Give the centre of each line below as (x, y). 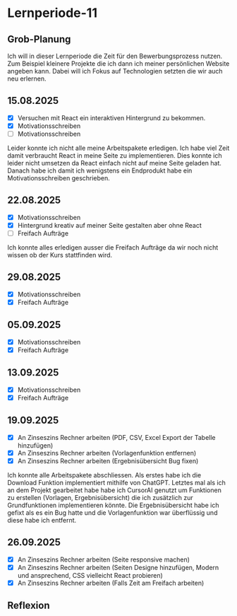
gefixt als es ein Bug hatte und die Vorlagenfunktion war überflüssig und (113, 512)
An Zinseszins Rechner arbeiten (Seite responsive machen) (104, 559)
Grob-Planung (39, 39)
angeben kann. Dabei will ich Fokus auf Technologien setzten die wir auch (115, 71)
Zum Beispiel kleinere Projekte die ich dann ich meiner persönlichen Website (119, 64)
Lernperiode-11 (52, 13)
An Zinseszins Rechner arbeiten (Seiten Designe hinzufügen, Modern (118, 567)
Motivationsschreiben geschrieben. (59, 178)
